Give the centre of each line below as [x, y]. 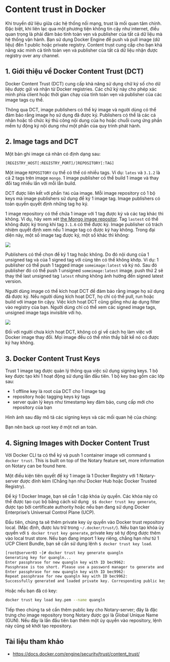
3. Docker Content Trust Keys [53, 358]
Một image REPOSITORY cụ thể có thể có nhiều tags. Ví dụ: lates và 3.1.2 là [83, 172]
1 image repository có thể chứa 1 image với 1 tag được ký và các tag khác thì [84, 214]
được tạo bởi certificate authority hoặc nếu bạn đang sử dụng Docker [77, 507]
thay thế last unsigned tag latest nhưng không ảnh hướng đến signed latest [84, 276]
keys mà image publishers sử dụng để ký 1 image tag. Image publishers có [83, 199]
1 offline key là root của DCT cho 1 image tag [59, 391]
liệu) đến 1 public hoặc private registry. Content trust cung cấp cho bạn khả [84, 45]
